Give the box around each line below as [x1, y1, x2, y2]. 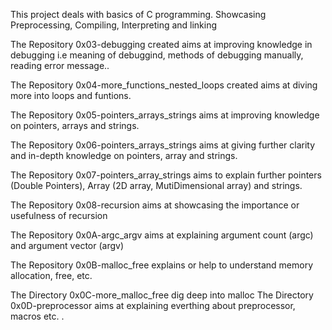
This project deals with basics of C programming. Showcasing [10, 9, 267, 20]
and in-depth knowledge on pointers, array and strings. [10, 150, 238, 161]
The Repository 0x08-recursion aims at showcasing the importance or [10, 199, 300, 211]
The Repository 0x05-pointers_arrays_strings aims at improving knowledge [10, 109, 320, 121]
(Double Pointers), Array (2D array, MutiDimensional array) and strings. [10, 180, 303, 191]
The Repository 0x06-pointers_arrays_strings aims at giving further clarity [10, 139, 316, 151]
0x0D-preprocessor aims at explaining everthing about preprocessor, [10, 300, 296, 311]
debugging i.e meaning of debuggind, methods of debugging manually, [10, 49, 304, 61]
